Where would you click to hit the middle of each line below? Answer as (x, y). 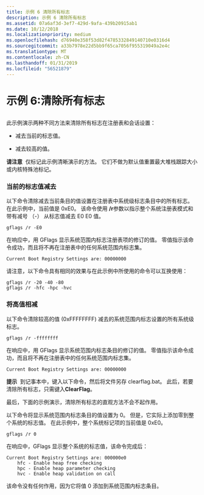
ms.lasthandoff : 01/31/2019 (42, 63)
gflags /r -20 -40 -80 (35, 283)
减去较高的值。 (34, 148)
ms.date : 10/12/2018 (33, 29)
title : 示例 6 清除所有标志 (38, 12)
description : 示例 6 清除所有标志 (46, 18)
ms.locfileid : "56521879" (39, 69)
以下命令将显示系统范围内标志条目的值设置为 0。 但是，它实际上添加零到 (97, 415)
